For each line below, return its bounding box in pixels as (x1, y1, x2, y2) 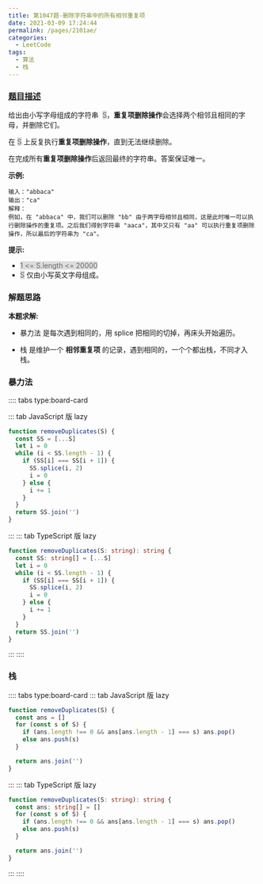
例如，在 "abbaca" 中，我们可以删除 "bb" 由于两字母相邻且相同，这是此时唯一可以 (8, 213, 248, 222)
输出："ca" (8, 196, 41, 204)
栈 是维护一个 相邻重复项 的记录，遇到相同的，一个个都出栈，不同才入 (19, 345, 248, 355)
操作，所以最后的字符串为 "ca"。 (8, 231, 103, 238)
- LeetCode (15, 41, 51, 49)
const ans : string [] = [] (15, 803, 101, 811)
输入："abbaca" (8, 188, 55, 196)
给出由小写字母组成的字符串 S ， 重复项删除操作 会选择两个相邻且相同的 (8, 110, 239, 120)
